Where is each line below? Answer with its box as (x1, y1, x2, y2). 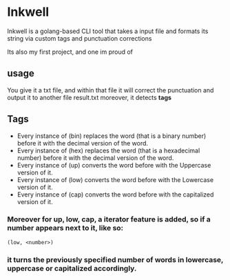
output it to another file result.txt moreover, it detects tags (7, 93, 172, 101)
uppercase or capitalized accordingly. (7, 263, 137, 273)
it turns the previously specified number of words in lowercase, (7, 254, 224, 264)
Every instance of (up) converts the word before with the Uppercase (17, 161, 211, 169)
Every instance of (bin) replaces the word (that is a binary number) (17, 132, 207, 140)
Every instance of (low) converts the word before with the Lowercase (17, 175, 214, 183)
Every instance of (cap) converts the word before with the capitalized (17, 190, 214, 199)
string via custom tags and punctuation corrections (7, 34, 152, 42)
